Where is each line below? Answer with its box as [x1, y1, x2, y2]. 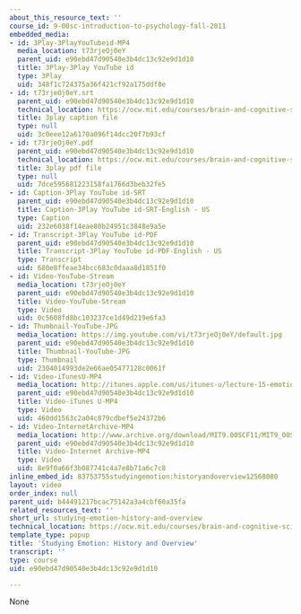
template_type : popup [9, 531, 90, 539]
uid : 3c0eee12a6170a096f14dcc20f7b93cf [17, 130, 167, 139]
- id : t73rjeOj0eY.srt [9, 88, 94, 97]
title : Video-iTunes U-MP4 [17, 397, 118, 407]
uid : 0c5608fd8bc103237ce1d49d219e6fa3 [17, 313, 167, 323]
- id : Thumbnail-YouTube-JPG [9, 322, 118, 331]
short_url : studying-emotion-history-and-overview [9, 513, 202, 523]
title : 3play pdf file [17, 163, 102, 172]
